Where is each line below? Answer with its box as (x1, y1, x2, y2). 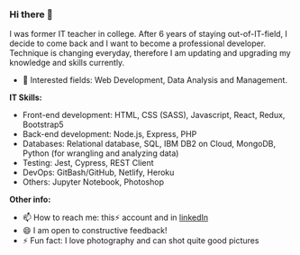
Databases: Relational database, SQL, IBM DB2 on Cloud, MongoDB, (22, 139, 277, 150)
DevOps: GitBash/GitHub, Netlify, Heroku (22, 167, 175, 178)
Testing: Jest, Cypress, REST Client (22, 158, 155, 168)
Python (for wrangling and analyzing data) (22, 148, 179, 159)
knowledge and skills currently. (9, 58, 125, 68)
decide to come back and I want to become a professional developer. (9, 38, 267, 49)
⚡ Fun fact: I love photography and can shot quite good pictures (22, 235, 259, 246)
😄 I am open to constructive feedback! (22, 225, 168, 236)
